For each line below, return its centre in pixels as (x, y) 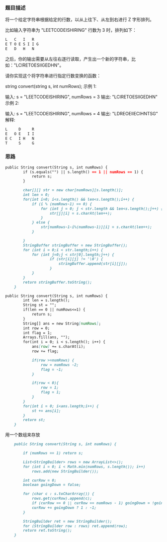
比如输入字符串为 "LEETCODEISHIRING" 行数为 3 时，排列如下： (71, 30)
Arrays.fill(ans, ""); (46, 337)
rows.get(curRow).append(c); (62, 499)
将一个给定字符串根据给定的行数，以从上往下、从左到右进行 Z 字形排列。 (80, 20)
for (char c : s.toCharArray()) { (59, 494)
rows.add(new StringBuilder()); (65, 471)
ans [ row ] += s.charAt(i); (58, 347)
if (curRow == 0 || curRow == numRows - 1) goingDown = (91, 503)
